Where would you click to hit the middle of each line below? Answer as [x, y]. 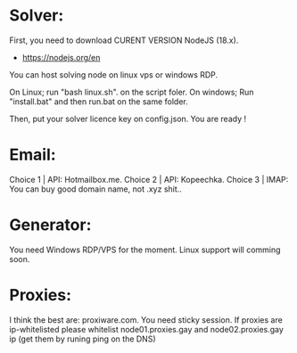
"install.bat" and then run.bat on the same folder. [99, 101]
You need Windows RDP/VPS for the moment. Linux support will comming [145, 250]
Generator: [50, 225]
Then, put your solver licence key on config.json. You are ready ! [128, 119]
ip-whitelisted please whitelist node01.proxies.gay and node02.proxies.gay [146, 329]
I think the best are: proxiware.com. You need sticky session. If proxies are [146, 320]
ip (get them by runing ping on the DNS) [82, 339]
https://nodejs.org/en [61, 57]
